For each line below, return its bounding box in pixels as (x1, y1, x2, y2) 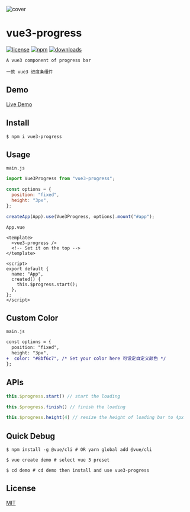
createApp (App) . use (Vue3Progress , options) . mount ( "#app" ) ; (6, 213, 155, 219)
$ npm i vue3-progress (6, 133, 62, 139)
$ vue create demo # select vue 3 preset (6, 457, 110, 463)
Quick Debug (6, 431, 55, 441)
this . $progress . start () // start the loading (6, 393, 120, 399)
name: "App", (11, 271, 44, 277)
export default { (6, 265, 49, 272)
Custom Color (6, 313, 59, 323)
